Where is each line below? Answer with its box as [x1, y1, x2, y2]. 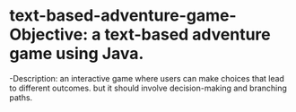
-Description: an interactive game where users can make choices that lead [9, 73, 285, 83]
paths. [9, 91, 33, 103]
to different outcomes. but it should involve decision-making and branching [9, 82, 287, 93]
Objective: [9, 24, 89, 45]
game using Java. [9, 44, 144, 64]
